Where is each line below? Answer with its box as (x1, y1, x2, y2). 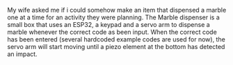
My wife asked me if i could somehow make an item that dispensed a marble (7, 6, 227, 14)
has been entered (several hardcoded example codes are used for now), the (7, 35, 226, 44)
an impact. (7, 50, 38, 58)
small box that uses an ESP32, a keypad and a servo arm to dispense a (7, 21, 210, 28)
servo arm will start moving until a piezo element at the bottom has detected (7, 43, 225, 50)
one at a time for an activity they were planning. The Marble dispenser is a (7, 13, 220, 21)
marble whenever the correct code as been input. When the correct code (7, 28, 217, 36)
